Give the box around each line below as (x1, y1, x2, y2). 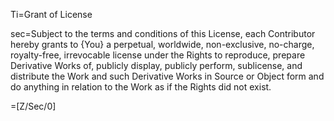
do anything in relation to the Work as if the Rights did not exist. (10, 81, 272, 93)
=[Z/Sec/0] (10, 100, 57, 112)
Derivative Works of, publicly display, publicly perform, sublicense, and (10, 60, 303, 71)
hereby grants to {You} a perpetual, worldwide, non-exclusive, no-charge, (10, 39, 315, 50)
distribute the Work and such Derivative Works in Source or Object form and (10, 70, 325, 82)
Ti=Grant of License (10, 9, 93, 20)
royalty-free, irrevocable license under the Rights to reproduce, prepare (10, 49, 306, 61)
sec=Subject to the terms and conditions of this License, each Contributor (10, 28, 316, 39)
